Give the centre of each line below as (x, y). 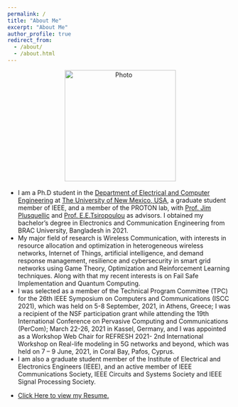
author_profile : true (39, 34)
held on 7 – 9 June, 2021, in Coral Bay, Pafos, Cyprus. (96, 351)
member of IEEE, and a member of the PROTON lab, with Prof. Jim (114, 208)
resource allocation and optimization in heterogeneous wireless (110, 245)
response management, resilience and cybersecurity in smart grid (114, 260)
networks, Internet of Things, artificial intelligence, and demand (110, 253)
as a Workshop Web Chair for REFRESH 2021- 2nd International (110, 336)
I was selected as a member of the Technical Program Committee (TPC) (123, 291)
